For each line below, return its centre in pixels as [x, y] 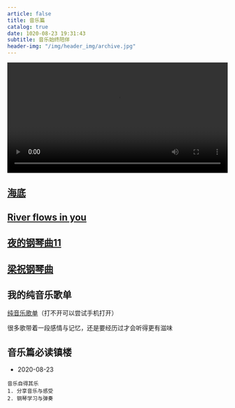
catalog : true [28, 27]
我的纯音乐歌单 [40, 295]
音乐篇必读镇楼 [40, 352]
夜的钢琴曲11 [34, 243]
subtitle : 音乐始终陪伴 [38, 40]
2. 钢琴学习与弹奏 [30, 399]
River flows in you [47, 217]
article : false [29, 14]
